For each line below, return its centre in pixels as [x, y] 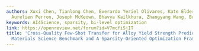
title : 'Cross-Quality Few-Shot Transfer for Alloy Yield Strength [91, 33]
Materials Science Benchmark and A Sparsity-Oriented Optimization [97, 39]
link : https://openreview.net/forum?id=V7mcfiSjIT [70, 28]
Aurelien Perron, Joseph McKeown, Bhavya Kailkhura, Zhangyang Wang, [99, 17]
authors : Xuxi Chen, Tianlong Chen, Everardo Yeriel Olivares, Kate [92, 11]
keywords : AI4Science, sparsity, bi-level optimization [76, 22]
